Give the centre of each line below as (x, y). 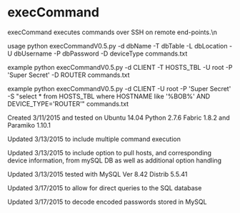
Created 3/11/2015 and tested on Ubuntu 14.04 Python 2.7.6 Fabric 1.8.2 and (119, 118)
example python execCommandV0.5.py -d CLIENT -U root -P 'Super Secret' (119, 88)
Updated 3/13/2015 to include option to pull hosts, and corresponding (110, 152)
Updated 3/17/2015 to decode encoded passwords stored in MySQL (107, 202)
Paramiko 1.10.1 (29, 125)
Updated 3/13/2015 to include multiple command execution (94, 139)
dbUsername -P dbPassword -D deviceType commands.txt (101, 53)
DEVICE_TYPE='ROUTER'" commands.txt (68, 103)
